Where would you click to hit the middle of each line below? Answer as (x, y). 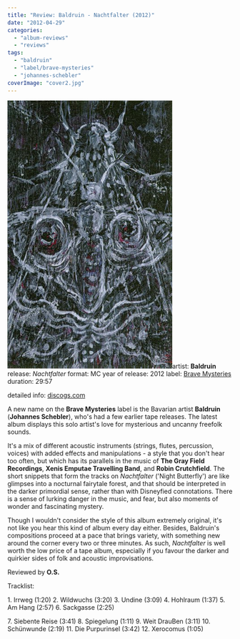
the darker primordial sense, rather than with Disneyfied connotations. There (120, 491)
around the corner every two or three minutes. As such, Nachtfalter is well (117, 543)
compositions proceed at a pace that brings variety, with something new (114, 535)
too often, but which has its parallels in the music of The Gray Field (106, 460)
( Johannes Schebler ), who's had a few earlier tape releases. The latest (112, 416)
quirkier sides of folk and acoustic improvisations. (81, 558)
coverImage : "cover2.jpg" (46, 83)
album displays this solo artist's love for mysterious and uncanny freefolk (115, 424)
